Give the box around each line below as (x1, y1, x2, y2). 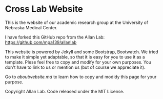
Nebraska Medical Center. (5, 24, 58, 30)
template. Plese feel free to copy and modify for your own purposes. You (5, 59, 151, 65)
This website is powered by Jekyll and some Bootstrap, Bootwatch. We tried (5, 49, 159, 55)
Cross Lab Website (5, 3, 83, 15)
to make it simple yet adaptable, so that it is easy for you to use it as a (5, 54, 145, 59)
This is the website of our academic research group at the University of (5, 20, 148, 25)
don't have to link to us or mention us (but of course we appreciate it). (5, 64, 145, 70)
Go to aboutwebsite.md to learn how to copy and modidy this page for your (5, 74, 157, 79)
